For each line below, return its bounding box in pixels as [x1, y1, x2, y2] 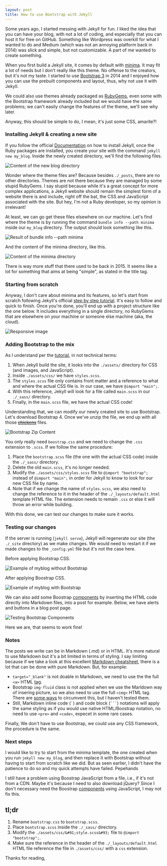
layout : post [5, 7, 32, 12]
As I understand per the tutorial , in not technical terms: [5, 352, 117, 358]
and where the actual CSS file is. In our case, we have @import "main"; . [12, 383, 160, 389]
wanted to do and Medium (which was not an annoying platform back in [5, 41, 153, 47]
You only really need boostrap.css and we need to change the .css [5, 439, 143, 445]
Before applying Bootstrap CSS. [5, 555, 71, 561]
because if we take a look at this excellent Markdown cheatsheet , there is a [5, 658, 160, 665]
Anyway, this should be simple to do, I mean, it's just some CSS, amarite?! [5, 118, 157, 124]
